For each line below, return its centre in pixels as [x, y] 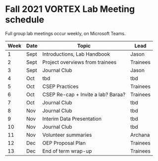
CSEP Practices [60, 86]
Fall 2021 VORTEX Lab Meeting [70, 9]
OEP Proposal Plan [64, 143]
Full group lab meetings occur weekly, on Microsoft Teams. [65, 33]
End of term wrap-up [67, 151]
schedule [25, 20]
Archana [140, 135]
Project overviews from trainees [79, 62]
